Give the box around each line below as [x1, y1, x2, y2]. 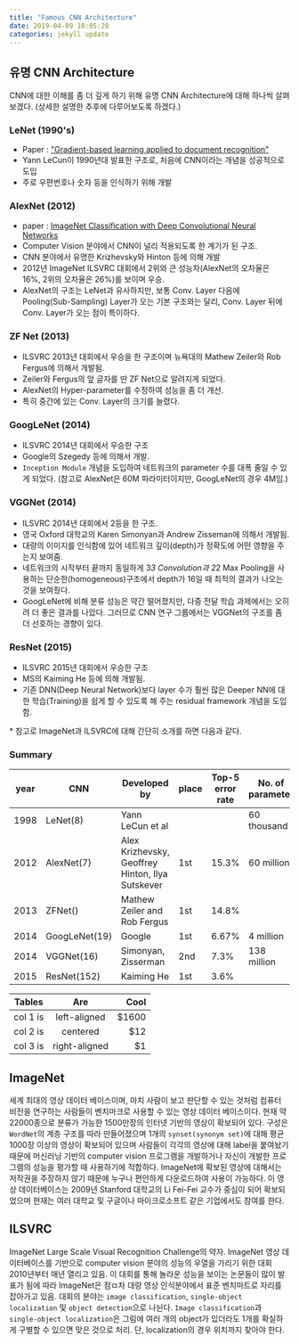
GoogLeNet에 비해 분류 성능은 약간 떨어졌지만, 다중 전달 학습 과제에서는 [21, 595, 273, 606]
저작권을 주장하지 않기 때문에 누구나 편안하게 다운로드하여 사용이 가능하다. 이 [9, 1173, 276, 1184]
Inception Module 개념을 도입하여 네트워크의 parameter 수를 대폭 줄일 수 [21, 463, 279, 473]
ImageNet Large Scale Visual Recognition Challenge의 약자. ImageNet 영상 [9, 1246, 280, 1257]
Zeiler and [120, 905, 163, 917]
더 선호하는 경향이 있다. [21, 618, 104, 628]
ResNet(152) [45, 971, 101, 983]
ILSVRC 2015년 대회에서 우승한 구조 [21, 661, 149, 673]
